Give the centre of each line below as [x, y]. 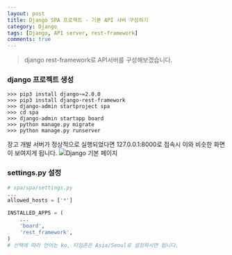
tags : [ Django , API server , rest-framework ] [73, 33]
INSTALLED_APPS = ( [35, 213]
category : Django [32, 26]
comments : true [29, 39]
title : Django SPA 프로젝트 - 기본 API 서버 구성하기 [78, 20]
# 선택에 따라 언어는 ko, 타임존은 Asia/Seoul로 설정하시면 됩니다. [93, 245]
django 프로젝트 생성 [41, 80]
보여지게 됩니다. [36, 153]
